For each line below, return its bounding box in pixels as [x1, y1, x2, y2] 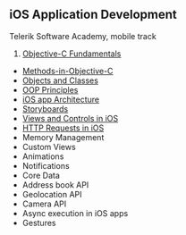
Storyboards [21, 103, 69, 114]
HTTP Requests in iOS [21, 122, 105, 133]
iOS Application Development [9, 7, 177, 22]
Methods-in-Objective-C [21, 65, 114, 76]
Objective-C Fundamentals [21, 48, 122, 59]
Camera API [21, 198, 67, 209]
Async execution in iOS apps [21, 207, 129, 218]
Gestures [21, 217, 56, 228]
